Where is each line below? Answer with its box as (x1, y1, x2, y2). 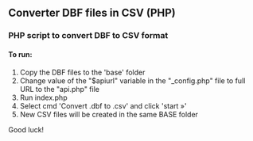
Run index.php (19, 93, 68, 102)
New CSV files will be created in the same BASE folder (19, 109, 199, 119)
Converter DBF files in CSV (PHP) (8, 6, 177, 20)
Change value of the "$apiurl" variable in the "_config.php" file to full (19, 75, 246, 86)
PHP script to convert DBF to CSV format (8, 30, 169, 41)
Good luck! (8, 124, 45, 134)
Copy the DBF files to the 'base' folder (19, 67, 146, 77)
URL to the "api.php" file (19, 84, 99, 93)
